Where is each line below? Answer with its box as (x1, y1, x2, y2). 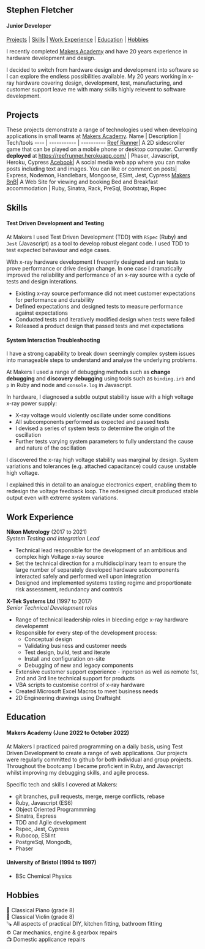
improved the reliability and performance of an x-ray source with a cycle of (6, 271, 195, 279)
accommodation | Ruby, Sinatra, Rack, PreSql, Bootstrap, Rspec (6, 185, 167, 192)
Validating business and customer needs (24, 642, 127, 650)
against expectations (15, 309, 69, 317)
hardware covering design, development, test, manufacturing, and (15, 79, 182, 86)
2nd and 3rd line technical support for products (15, 675, 135, 682)
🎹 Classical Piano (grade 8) (6, 906, 75, 913)
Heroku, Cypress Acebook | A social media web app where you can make (6, 159, 191, 166)
